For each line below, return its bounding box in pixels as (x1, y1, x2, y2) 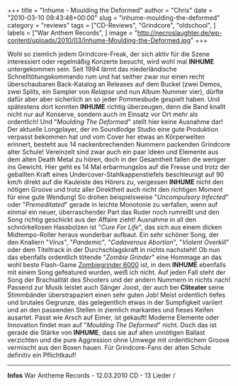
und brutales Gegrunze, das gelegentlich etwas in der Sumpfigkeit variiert (7, 298, 223, 307)
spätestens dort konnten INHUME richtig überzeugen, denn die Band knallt (7, 103, 226, 110)
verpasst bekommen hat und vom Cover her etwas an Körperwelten (7, 132, 205, 141)
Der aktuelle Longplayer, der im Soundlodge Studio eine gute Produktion (7, 125, 218, 133)
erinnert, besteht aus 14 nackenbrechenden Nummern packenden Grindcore (7, 140, 230, 148)
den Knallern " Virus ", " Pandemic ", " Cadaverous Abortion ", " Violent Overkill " (7, 238, 229, 246)
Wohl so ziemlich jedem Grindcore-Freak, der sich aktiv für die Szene (7, 50, 210, 58)
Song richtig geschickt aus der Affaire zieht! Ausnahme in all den (7, 215, 197, 224)
